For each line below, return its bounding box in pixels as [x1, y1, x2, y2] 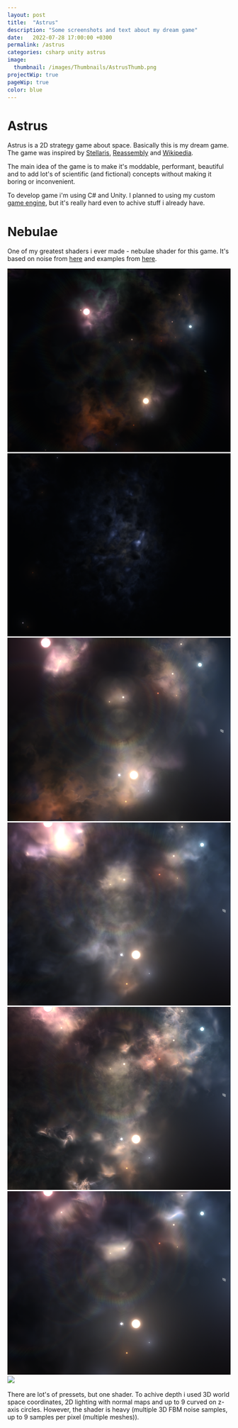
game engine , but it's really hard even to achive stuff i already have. [7, 199, 205, 207]
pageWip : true [7, 79, 50, 86]
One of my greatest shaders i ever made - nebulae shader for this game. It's [7, 247, 229, 255]
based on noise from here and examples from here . [7, 255, 157, 263]
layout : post [7, 11, 46, 18]
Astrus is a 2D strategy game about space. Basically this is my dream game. [7, 141, 229, 150]
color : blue [7, 86, 42, 94]
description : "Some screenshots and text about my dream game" [7, 26, 198, 33]
